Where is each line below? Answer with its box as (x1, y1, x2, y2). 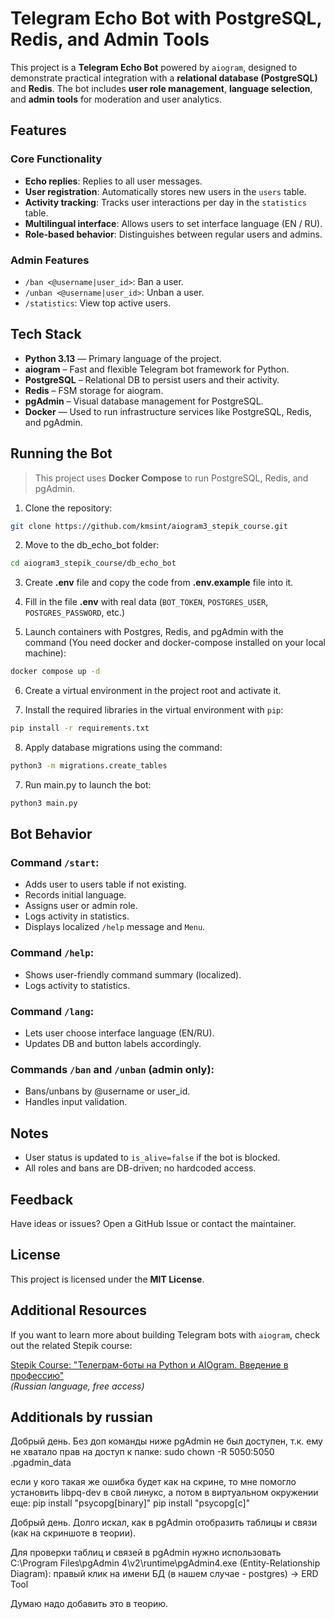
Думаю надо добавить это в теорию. (10, 1598, 169, 1610)
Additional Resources (10, 1302, 147, 1319)
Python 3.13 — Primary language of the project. (24, 352, 222, 364)
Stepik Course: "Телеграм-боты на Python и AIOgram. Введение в (10, 1358, 289, 1371)
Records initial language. (24, 889, 127, 901)
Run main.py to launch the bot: (24, 778, 152, 791)
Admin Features (10, 253, 90, 267)
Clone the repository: (24, 502, 113, 514)
